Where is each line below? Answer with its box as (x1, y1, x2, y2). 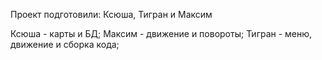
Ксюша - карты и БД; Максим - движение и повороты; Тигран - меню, (10, 28, 313, 39)
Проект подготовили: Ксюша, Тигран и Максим (10, 9, 213, 20)
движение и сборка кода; (10, 39, 120, 50)
